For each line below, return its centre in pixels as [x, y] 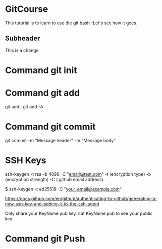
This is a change [22, 50]
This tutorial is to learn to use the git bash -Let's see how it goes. [71, 23]
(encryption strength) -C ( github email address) [54, 179]
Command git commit [50, 127]
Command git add [43, 93]
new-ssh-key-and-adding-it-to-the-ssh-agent [52, 203]
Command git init [41, 70]
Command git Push [45, 238]
